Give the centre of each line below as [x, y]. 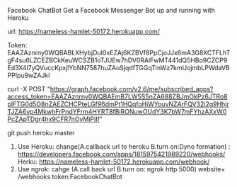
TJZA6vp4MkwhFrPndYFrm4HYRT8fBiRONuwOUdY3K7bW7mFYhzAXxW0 [117, 112]
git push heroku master [41, 133]
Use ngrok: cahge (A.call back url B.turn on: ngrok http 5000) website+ [121, 169]
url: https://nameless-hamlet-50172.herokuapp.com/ [84, 32]
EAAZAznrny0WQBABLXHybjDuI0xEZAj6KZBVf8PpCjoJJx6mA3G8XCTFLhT [119, 53]
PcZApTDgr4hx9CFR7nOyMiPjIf [54, 119]
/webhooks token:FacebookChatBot [70, 177]
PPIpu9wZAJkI [29, 75]
